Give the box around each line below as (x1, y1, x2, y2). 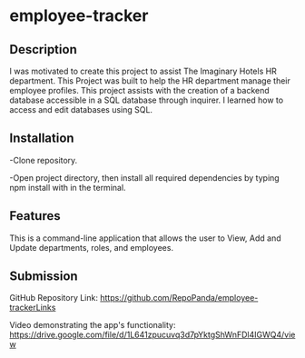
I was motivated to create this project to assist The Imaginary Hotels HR (9, 65, 277, 76)
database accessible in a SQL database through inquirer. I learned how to (9, 94, 284, 105)
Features (9, 208, 61, 224)
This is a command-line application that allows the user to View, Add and (9, 233, 281, 244)
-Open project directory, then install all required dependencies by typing (9, 172, 280, 183)
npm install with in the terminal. (9, 182, 126, 193)
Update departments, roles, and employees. (9, 242, 174, 253)
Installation (9, 131, 74, 146)
